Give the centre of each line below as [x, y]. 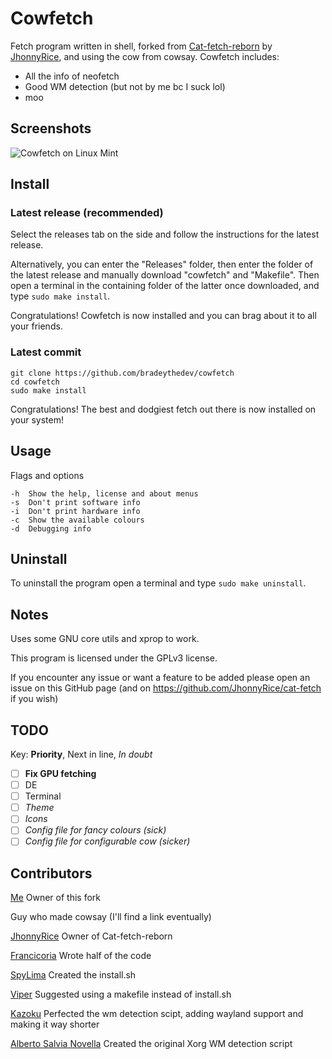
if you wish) [34, 699]
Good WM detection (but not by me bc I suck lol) [125, 86]
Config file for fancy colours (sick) [95, 830]
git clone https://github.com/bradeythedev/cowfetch [122, 373]
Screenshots [51, 128]
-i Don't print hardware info [75, 511]
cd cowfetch [35, 382]
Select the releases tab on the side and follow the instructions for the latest [165, 234]
